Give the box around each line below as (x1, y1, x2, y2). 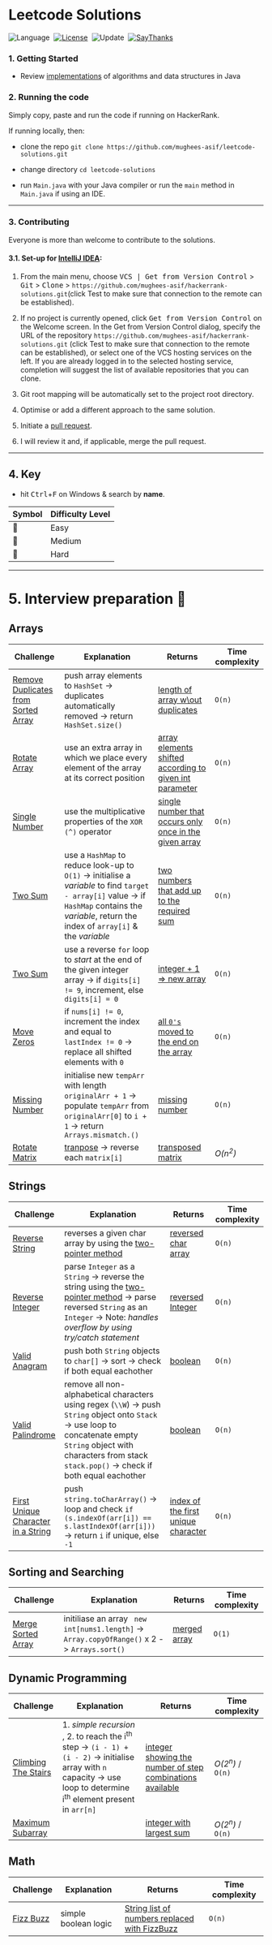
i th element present (62, 1792, 135, 1805)
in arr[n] (62, 1804, 97, 1815)
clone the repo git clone (19, 141, 104, 151)
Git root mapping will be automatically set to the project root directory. (19, 390, 254, 399)
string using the (64, 1281, 124, 1292)
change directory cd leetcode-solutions (19, 164, 156, 174)
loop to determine (62, 1782, 130, 1793)
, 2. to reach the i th (62, 1729, 133, 1742)
